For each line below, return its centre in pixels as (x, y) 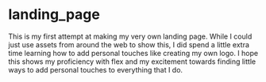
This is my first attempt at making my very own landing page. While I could (130, 36)
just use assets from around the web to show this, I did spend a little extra (129, 44)
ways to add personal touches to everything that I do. (96, 69)
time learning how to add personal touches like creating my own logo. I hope (133, 53)
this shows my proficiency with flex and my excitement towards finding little (132, 61)
